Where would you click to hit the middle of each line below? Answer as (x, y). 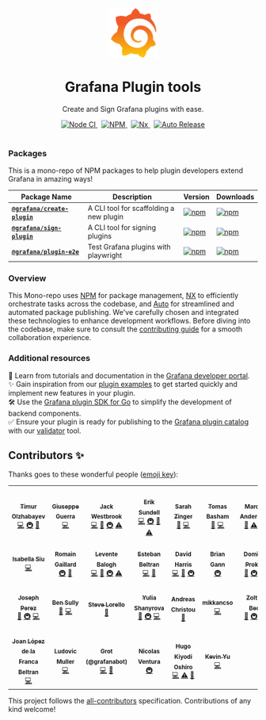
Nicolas (149, 652)
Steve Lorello (106, 605)
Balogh (106, 565)
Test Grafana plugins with (129, 247)
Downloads (236, 197)
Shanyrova (149, 608)
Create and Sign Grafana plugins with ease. (133, 109)
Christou (184, 610)
